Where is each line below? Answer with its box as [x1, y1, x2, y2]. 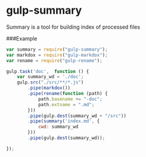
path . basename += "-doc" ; [38, 96, 102, 102]
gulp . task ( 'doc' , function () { [6, 68, 89, 75]
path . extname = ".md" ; [38, 101, 95, 107]
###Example [6, 35, 38, 42]
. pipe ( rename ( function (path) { [27, 91, 108, 97]
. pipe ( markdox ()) [27, 85, 70, 91]
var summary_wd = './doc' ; [17, 74, 84, 80]
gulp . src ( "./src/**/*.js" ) [17, 79, 84, 85]
